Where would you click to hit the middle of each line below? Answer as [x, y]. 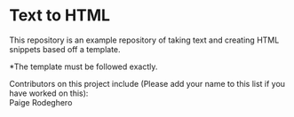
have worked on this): [49, 93]
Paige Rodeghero [41, 102]
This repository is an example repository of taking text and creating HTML [144, 40]
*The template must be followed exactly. [83, 66]
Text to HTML [60, 16]
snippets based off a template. [65, 49]
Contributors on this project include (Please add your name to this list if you [147, 83]
